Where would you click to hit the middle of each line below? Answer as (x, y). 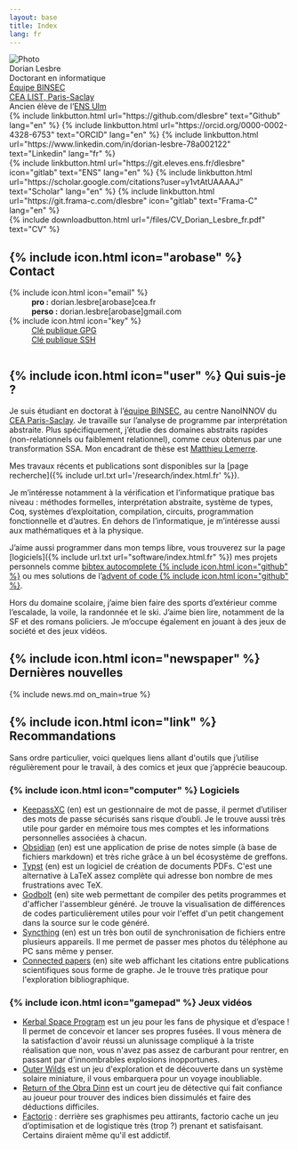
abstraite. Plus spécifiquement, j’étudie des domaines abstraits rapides (139, 430)
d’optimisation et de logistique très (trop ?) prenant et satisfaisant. (143, 1126)
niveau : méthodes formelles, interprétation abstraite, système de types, (141, 502)
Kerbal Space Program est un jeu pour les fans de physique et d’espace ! (156, 1022)
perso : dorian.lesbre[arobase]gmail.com (107, 311)
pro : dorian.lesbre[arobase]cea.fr (94, 302)
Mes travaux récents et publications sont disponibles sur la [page (129, 466)
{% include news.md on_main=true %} (80, 694)
